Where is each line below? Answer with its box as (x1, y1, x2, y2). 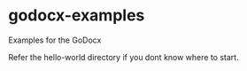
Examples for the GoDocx (8, 35, 102, 45)
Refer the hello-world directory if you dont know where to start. (8, 51, 240, 62)
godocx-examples (8, 5, 145, 26)
